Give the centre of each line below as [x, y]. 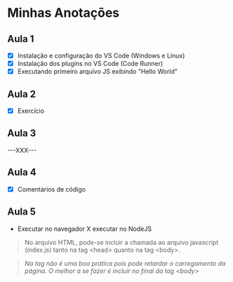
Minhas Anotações [64, 13]
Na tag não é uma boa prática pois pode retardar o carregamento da [125, 263]
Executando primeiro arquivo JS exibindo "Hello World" [97, 72]
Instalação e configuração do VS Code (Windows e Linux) [101, 55]
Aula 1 [21, 39]
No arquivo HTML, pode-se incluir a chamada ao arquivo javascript [121, 242]
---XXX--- [22, 150]
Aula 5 [22, 212]
